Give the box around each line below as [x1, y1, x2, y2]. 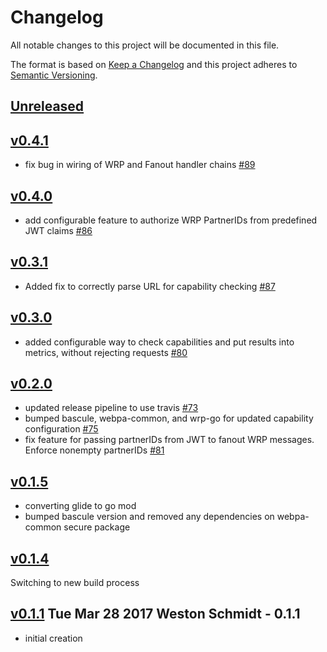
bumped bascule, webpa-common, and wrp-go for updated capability [24, 412, 314, 425]
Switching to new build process [10, 577, 140, 589]
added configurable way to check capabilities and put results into [24, 336, 295, 348]
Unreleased [10, 98, 85, 115]
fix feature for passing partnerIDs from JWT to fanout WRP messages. [24, 434, 315, 446]
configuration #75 [24, 423, 99, 435]
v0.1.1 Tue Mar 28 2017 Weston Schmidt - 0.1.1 [10, 606, 301, 623]
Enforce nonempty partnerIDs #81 [24, 444, 165, 456]
